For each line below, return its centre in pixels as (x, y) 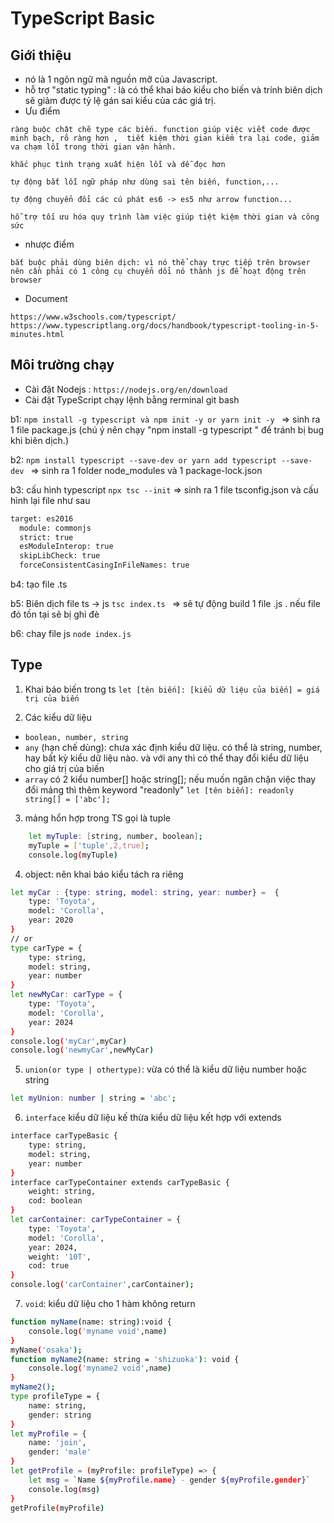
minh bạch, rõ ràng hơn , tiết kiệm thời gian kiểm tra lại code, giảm (165, 138)
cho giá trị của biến (64, 768)
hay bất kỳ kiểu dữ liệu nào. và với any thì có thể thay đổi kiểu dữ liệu (166, 758)
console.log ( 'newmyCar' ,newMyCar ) (82, 1050)
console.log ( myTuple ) (73, 855)
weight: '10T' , (60, 1257)
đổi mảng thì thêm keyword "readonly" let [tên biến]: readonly (159, 789)
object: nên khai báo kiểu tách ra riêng (104, 874)
